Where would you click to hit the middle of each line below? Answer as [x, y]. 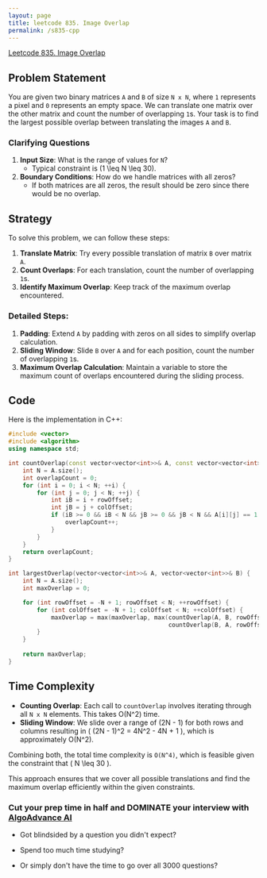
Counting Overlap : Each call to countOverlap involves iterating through [135, 705]
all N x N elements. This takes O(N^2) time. [90, 714]
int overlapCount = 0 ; [60, 478]
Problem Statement [57, 77]
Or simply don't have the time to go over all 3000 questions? [119, 865]
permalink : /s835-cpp [44, 30]
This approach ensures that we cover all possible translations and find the [129, 778]
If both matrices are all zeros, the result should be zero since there [140, 185]
